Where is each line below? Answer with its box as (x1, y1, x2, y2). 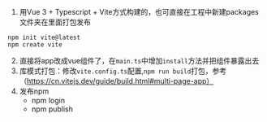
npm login (31, 96, 66, 105)
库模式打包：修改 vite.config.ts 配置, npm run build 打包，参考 (19, 66, 227, 76)
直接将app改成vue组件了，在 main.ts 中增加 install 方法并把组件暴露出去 (19, 56, 260, 65)
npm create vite (7, 41, 62, 49)
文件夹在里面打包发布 (19, 17, 91, 27)
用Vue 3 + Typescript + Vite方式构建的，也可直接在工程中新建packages (19, 7, 259, 16)
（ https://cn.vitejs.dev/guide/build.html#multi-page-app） (19, 76, 214, 85)
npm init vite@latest (7, 33, 81, 41)
